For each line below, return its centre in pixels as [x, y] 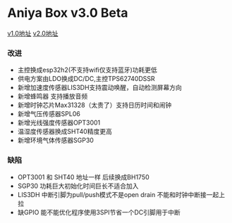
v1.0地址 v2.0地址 [33, 33]
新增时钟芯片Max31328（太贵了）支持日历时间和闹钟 [94, 105]
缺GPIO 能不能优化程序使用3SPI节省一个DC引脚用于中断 [99, 212]
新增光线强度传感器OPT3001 [59, 123]
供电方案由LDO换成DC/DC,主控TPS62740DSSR [86, 79]
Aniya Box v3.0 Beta [68, 13]
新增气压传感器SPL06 [49, 114]
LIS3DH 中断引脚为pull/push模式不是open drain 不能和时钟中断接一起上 [121, 194]
